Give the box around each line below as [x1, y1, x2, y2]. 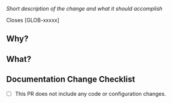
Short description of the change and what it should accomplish [6, 5, 163, 12]
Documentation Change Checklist [6, 74, 135, 85]
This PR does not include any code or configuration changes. [14, 90, 167, 97]
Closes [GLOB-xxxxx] [6, 17, 60, 23]
